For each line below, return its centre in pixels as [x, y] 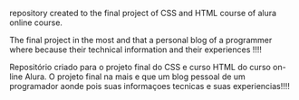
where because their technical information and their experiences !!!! [136, 50]
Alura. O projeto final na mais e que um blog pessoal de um [135, 77]
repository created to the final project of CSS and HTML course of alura [143, 13]
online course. [36, 23]
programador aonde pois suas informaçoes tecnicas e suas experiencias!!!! [149, 86]
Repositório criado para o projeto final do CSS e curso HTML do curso [140, 67]
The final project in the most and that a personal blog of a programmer [141, 40]
